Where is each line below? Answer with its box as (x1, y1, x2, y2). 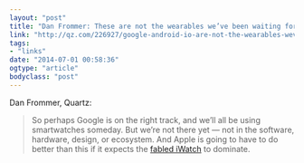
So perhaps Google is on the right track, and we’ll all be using (31, 114, 261, 125)
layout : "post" (9, 13, 67, 23)
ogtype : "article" (9, 64, 79, 73)
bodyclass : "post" (9, 72, 79, 81)
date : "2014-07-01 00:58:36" (9, 55, 119, 64)
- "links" (9, 47, 47, 56)
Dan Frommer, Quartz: (9, 97, 92, 108)
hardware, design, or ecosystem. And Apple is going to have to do (31, 133, 279, 145)
